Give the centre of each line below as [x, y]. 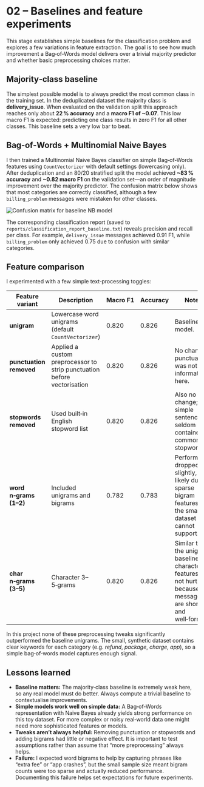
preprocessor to [74, 362]
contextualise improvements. [51, 700]
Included [64, 488]
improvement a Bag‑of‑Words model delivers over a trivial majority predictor [101, 53]
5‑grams [63, 585]
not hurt [186, 581]
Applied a [65, 347]
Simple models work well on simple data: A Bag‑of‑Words [88, 707]
